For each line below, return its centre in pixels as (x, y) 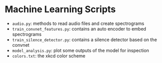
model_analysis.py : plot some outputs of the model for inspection (80, 50)
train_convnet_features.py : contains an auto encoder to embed (79, 28)
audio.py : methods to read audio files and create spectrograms (78, 23)
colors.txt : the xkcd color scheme (49, 56)
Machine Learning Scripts (60, 9)
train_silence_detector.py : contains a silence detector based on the (85, 40)
